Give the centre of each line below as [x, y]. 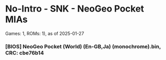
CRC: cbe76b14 [25, 52]
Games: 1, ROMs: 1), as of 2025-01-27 [45, 33]
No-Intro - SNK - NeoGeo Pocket [75, 9]
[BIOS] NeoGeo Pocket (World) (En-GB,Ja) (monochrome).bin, [83, 46]
